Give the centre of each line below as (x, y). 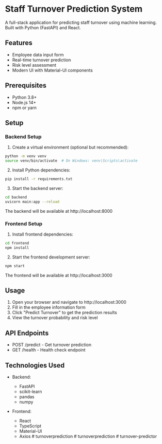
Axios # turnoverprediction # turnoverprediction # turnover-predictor (88, 436)
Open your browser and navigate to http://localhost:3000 (69, 302)
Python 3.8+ (24, 97)
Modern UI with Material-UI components (52, 70)
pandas (27, 397)
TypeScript (30, 426)
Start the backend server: (38, 188)
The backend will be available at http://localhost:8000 (59, 211)
